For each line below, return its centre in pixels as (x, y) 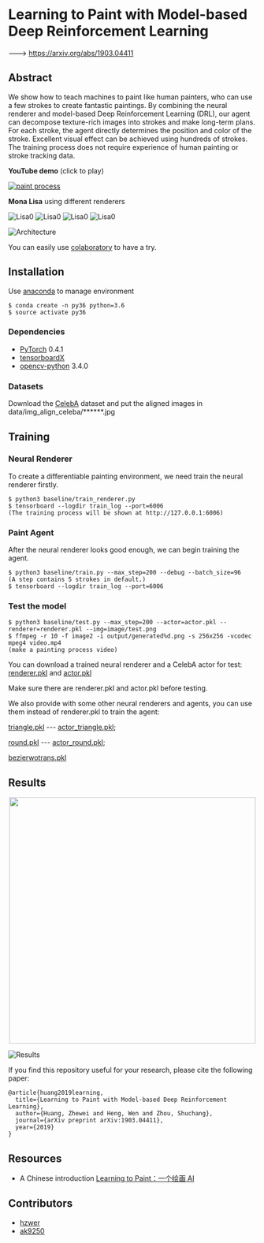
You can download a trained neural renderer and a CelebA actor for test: (125, 664)
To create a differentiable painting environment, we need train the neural (126, 476)
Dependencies (37, 332)
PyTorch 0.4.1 (41, 349)
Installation (36, 272)
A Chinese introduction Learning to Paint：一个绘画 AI (107, 1178)
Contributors (41, 1204)
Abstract (30, 78)
